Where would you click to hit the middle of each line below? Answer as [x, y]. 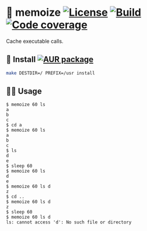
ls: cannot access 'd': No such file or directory [69, 222]
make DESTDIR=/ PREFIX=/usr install [50, 73]
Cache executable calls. [35, 41]
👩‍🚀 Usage [24, 92]
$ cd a [14, 125]
